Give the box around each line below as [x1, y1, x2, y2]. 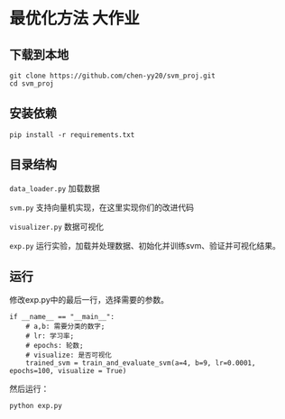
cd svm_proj [9, 79, 54, 88]
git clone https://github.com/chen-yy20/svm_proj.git [9, 71, 216, 80]
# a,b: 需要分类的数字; [25, 322, 106, 332]
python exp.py [9, 402, 63, 411]
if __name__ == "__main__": [9, 313, 115, 322]
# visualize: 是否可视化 [25, 351, 113, 360]
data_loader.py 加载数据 [9, 182, 101, 194]
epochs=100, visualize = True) [9, 367, 127, 376]
